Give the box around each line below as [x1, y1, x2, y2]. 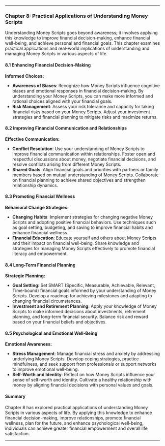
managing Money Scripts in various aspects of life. [5, 51, 108, 57]
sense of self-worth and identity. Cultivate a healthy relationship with [12, 377, 152, 383]
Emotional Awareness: [5, 341, 52, 347]
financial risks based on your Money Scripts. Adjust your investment [12, 109, 151, 115]
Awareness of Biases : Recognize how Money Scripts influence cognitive [12, 82, 160, 89]
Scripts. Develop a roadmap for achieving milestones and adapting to [12, 293, 152, 299]
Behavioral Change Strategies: [5, 204, 69, 210]
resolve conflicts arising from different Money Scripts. [12, 161, 122, 167]
